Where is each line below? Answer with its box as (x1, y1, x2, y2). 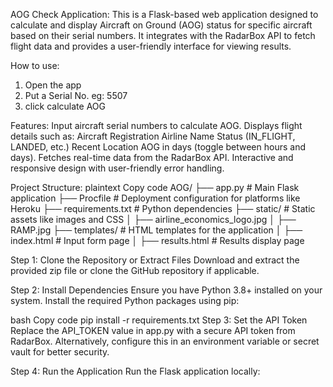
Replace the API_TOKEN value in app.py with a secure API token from (10, 325, 296, 336)
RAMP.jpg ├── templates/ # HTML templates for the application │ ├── (10, 224, 303, 236)
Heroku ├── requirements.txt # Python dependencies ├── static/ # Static (10, 203, 316, 214)
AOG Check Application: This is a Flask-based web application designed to (10, 9, 319, 20)
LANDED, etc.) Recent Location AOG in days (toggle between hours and (10, 141, 306, 153)
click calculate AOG (24, 100, 106, 112)
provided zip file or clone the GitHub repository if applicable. (10, 265, 260, 276)
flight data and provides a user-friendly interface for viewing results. (10, 40, 292, 52)
